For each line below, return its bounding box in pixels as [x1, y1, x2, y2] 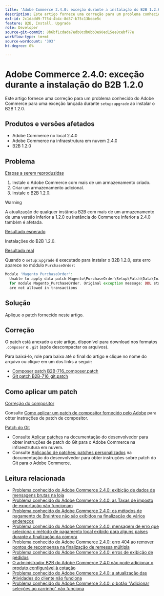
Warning [5, 200, 22, 206]
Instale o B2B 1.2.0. [12, 190, 51, 196]
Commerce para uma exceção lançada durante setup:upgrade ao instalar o [5, 101, 155, 106]
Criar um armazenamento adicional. [12, 185, 84, 191]
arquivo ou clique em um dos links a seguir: [5, 359, 93, 365]
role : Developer [5, 25, 38, 30]
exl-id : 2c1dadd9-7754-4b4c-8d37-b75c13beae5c [5, 16, 102, 21]
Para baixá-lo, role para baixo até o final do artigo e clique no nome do [5, 353, 147, 359]
